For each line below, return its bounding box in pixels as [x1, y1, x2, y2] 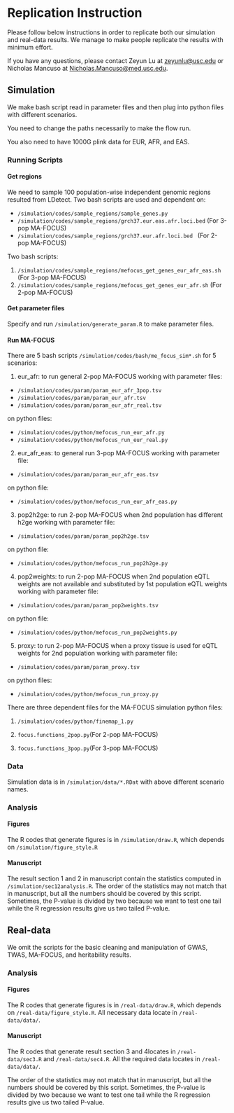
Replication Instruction [7, 5, 142, 21]
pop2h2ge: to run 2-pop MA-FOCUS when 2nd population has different [17, 511, 224, 519]
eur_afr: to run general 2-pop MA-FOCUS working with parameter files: [17, 373, 222, 381]
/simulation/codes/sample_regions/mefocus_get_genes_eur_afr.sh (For [17, 280, 222, 289]
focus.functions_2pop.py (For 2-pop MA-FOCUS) [17, 731, 159, 739]
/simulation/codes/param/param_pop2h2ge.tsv [17, 533, 149, 540]
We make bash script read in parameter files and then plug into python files [7, 103, 224, 111]
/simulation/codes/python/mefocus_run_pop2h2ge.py [17, 560, 168, 567]
